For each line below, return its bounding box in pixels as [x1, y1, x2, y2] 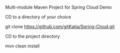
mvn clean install [5, 43, 40, 49]
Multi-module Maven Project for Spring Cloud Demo [5, 4, 112, 10]
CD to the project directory [5, 33, 60, 39]
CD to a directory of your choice [5, 14, 71, 19]
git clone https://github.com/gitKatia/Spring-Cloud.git [5, 23, 115, 29]
